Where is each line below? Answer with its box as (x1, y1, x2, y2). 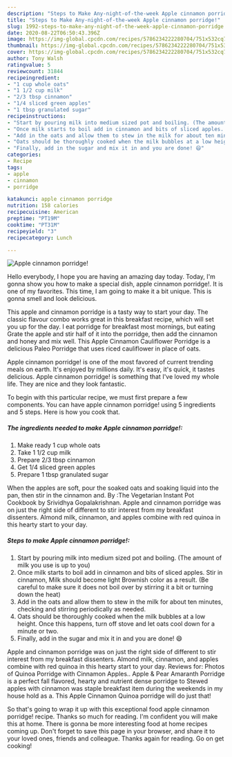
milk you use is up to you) (17, 561, 91, 569)
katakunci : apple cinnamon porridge (7, 196, 113, 203)
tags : (7, 164, 23, 171)
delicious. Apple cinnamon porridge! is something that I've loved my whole (7, 373, 220, 381)
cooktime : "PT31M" (7, 222, 60, 228)
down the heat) (17, 591, 61, 599)
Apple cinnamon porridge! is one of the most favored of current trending (7, 358, 213, 366)
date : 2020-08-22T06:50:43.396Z (7, 29, 100, 37)
